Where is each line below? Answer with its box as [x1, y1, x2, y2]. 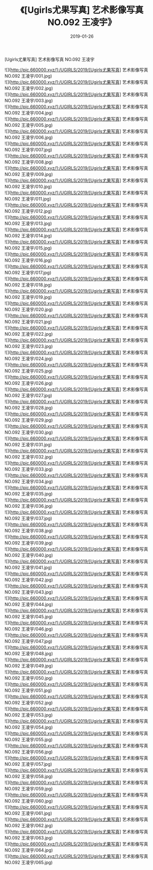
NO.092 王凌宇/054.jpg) [4, 724, 53, 730]
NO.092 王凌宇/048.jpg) [4, 650, 53, 656]
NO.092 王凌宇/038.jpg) [4, 527, 53, 533]
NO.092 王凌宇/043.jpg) [4, 589, 53, 595]
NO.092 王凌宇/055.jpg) [4, 736, 53, 742]
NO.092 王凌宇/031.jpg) [4, 441, 52, 447]
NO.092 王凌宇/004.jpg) [4, 110, 53, 116]
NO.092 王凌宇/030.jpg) [4, 429, 53, 435]
